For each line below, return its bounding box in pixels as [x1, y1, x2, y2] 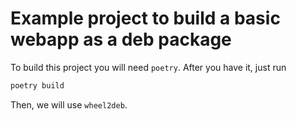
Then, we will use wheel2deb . [10, 98, 128, 111]
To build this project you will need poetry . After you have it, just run [10, 61, 287, 73]
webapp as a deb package [10, 28, 232, 51]
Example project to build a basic [10, 7, 281, 30]
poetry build [10, 80, 65, 91]
